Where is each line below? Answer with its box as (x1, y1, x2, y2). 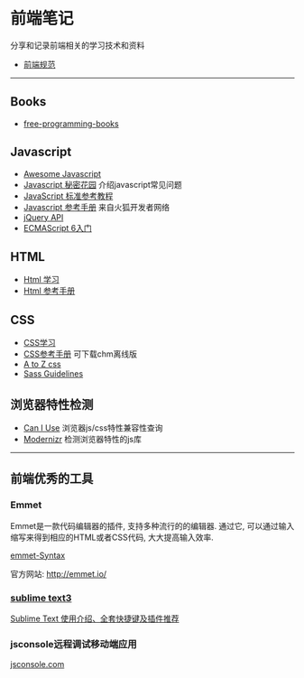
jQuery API (23, 211, 64, 222)
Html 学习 (23, 274, 60, 285)
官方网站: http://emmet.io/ (10, 568, 107, 579)
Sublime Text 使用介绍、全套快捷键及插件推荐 (10, 613, 180, 624)
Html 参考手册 (23, 285, 76, 296)
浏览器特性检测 (10, 396, 94, 412)
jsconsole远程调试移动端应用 (10, 637, 138, 650)
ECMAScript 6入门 (23, 222, 93, 233)
